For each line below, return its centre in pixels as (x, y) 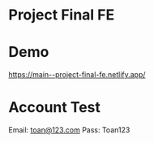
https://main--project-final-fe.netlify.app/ (77, 75)
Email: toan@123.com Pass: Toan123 (69, 130)
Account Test (55, 108)
